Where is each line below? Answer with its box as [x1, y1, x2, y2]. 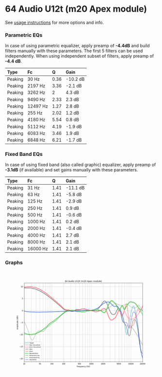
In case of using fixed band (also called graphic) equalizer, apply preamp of [5, 162, 156, 168]
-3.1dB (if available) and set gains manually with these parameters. [5, 167, 138, 173]
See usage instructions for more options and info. [5, 19, 104, 25]
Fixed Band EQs [5, 151, 43, 157]
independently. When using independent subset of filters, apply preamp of [5, 53, 154, 59]
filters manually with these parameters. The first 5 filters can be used [5, 48, 143, 54]
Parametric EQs [5, 32, 43, 38]
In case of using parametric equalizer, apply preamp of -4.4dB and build [5, 43, 150, 49]
